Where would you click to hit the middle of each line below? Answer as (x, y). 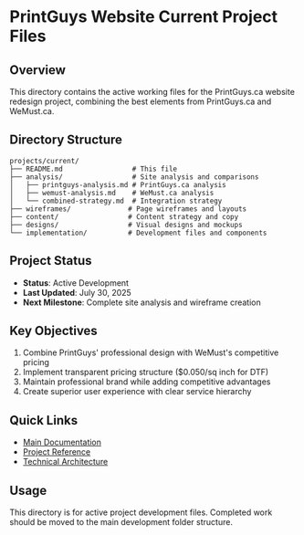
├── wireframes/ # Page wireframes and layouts (128, 209)
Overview (38, 70)
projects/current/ (44, 161)
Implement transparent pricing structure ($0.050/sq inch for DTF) (146, 372)
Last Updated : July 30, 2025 (77, 292)
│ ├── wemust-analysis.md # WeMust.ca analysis (112, 193)
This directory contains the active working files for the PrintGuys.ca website (152, 92)
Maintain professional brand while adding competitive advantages (147, 382)
